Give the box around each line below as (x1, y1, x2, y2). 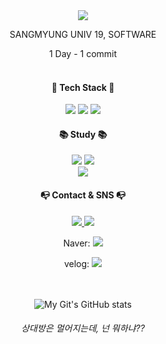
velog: (63, 257, 90, 269)
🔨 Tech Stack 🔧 (51, 81, 115, 93)
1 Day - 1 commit (48, 48, 118, 59)
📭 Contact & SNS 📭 (39, 189, 127, 201)
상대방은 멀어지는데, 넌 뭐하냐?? (21, 322, 145, 334)
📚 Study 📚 (58, 128, 108, 140)
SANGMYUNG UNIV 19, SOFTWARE (9, 29, 157, 40)
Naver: (63, 237, 91, 249)
